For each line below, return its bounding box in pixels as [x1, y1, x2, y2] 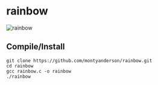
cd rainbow [6, 63, 34, 69]
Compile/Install [6, 42, 65, 52]
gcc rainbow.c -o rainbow [6, 68, 71, 74]
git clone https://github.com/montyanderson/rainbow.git [6, 57, 153, 64]
